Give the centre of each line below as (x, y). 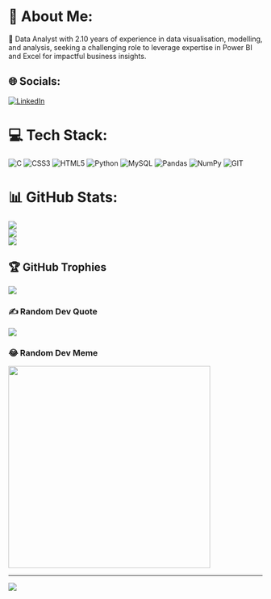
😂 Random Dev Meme (53, 352)
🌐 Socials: (35, 81)
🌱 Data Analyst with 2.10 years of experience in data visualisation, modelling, (135, 39)
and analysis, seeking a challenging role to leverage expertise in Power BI (130, 47)
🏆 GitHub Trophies (58, 267)
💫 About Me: (51, 17)
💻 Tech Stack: (58, 135)
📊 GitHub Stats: (63, 197)
